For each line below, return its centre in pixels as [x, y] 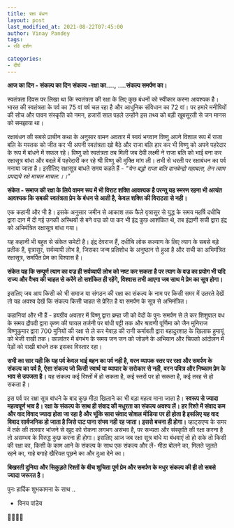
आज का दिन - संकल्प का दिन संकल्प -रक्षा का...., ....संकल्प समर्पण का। [87, 85]
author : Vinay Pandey [39, 33]
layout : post [26, 20]
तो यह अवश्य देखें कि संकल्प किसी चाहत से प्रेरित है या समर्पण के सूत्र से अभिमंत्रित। [98, 301]
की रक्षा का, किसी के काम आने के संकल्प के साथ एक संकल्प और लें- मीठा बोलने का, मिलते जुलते [112, 445]
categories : [24, 59]
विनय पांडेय [30, 503]
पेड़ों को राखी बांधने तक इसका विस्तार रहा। [55, 346]
